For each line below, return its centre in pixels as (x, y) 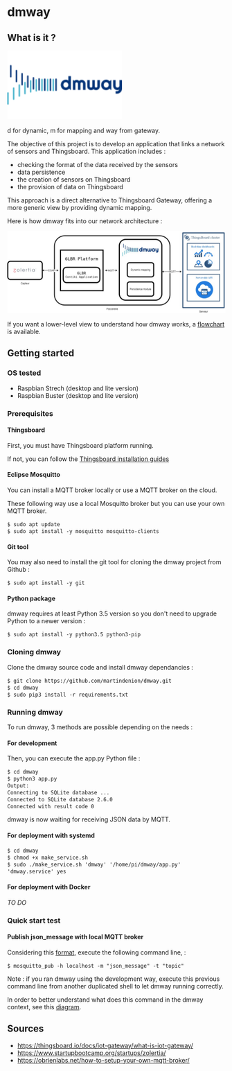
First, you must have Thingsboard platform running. (80, 445)
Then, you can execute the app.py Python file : (74, 758)
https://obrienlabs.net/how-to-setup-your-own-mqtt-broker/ (104, 1060)
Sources (26, 1029)
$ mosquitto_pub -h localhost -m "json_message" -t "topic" (96, 966)
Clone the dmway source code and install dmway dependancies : (100, 667)
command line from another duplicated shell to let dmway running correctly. (115, 986)
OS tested (24, 373)
